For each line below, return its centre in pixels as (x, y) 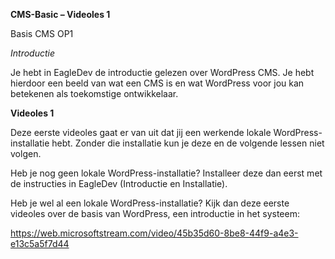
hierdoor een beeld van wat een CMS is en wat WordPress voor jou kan (157, 83)
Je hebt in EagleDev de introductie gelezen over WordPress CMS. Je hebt (162, 72)
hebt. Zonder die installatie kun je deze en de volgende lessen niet (188, 143)
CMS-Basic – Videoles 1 (60, 14)
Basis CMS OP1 (42, 33)
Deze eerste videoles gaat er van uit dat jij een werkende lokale (141, 132)
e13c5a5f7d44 (40, 243)
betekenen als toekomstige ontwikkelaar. (94, 93)
